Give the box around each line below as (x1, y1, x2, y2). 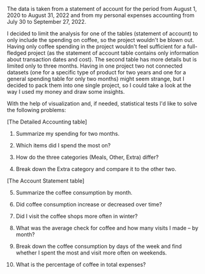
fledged (7, 49, 27, 57)
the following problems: (7, 107, 67, 113)
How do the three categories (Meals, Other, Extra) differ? (15, 153, 159, 161)
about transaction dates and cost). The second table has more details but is (7, 56, 197, 63)
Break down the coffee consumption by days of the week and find (15, 243, 182, 250)
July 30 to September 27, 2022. (7, 18, 87, 25)
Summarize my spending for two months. (15, 130, 120, 137)
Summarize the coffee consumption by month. (15, 189, 133, 196)
